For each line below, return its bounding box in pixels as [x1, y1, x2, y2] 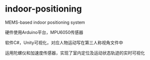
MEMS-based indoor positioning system [5, 19, 86, 25]
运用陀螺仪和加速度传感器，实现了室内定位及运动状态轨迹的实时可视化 [5, 50, 145, 56]
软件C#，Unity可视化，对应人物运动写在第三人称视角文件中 [5, 40, 123, 45]
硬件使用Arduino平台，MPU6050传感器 [5, 29, 84, 35]
